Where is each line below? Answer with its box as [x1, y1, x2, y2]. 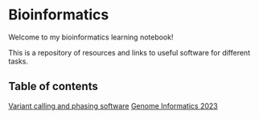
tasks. [8, 56, 29, 66]
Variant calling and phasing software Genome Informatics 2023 [8, 101, 219, 110]
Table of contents [8, 80, 98, 93]
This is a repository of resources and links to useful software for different [8, 47, 251, 57]
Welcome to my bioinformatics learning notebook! [8, 32, 174, 42]
